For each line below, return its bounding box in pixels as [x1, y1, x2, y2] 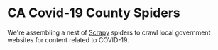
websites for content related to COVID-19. [7, 35, 129, 44]
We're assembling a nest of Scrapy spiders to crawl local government [7, 28, 211, 37]
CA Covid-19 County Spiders [7, 5, 180, 21]
